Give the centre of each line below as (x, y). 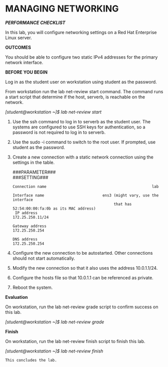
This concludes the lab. (31, 360)
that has (123, 204)
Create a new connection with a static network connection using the (83, 157)
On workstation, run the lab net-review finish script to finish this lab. (75, 341)
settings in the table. (34, 162)
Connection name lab (86, 187)
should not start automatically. (44, 258)
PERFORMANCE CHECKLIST (35, 23)
